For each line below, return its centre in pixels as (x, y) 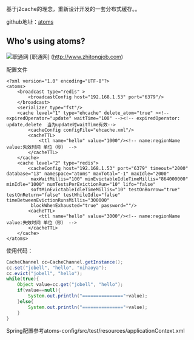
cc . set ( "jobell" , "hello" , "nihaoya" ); (57, 268)
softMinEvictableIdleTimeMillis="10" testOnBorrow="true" (105, 189)
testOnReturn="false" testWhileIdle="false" (63, 195)
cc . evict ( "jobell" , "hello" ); (45, 273)
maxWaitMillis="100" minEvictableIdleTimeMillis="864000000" (109, 179)
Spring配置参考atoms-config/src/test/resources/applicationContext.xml (95, 331)
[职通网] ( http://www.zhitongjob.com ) (76, 56)
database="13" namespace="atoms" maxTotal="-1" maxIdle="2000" (88, 174)
